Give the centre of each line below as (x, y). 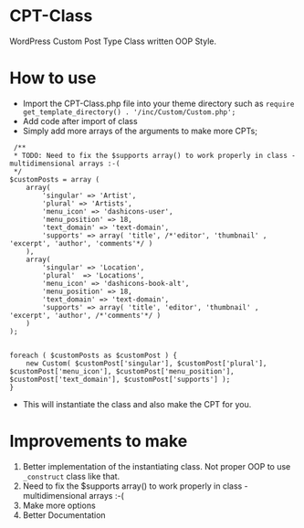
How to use (53, 78)
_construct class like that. (71, 476)
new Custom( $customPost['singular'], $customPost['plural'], (147, 363)
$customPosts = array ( (55, 179)
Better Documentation (64, 515)
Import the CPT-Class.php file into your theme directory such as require (158, 103)
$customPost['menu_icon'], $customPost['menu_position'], (122, 371)
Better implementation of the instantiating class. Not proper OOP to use (157, 466)
